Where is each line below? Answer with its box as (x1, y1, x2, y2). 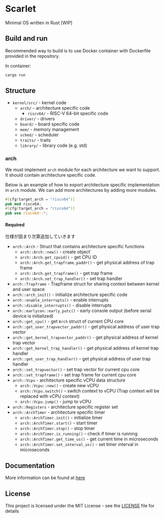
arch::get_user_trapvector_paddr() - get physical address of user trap (12, 324, 160, 330)
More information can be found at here (5, 475, 85, 481)
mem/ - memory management (20, 126, 79, 132)
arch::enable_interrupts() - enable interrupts (12, 297, 109, 303)
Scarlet (5, 3, 36, 15)
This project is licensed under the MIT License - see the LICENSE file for (5, 503, 154, 509)
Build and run (5, 34, 48, 43)
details (5, 508, 19, 514)
